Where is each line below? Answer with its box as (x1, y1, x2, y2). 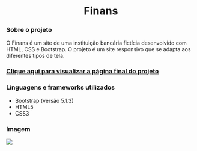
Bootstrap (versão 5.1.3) (14, 97, 74, 104)
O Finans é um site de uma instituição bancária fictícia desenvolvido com (6, 39, 187, 46)
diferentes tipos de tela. (6, 52, 65, 60)
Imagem (6, 125, 31, 133)
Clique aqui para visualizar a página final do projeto (6, 67, 159, 76)
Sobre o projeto (6, 26, 52, 34)
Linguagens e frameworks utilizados (6, 83, 115, 91)
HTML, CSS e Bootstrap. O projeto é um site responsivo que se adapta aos (6, 46, 191, 53)
